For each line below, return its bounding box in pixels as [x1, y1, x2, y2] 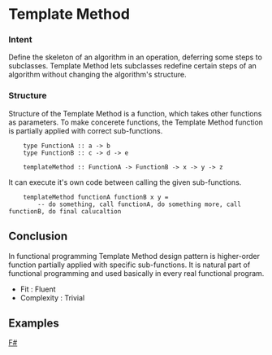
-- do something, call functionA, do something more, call [37, 200, 242, 208]
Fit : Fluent [19, 284, 56, 294]
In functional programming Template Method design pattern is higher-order [8, 251, 261, 261]
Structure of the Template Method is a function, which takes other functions [8, 108, 262, 118]
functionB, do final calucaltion [8, 207, 122, 216]
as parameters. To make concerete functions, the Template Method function [8, 117, 264, 127]
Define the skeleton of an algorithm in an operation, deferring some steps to [8, 52, 262, 62]
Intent [8, 34, 32, 46]
